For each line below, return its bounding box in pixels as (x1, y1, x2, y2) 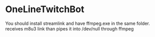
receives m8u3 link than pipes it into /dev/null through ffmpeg (5, 25, 134, 31)
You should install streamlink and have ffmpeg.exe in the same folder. (5, 20, 150, 26)
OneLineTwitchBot (5, 4, 85, 15)
